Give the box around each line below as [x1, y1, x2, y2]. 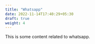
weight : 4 [5, 20, 26, 26]
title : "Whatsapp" [5, 7, 43, 12]
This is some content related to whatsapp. [5, 34, 90, 40]
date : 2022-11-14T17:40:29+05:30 [5, 12, 74, 16]
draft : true [5, 16, 30, 21]
